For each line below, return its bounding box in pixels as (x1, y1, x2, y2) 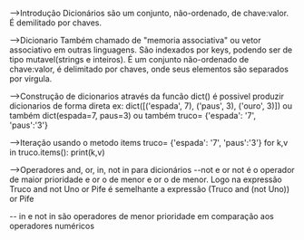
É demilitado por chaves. (9, 17, 103, 28)
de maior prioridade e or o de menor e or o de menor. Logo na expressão (9, 174, 283, 185)
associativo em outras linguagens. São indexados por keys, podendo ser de (9, 44, 293, 55)
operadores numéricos (9, 221, 95, 231)
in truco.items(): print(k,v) (9, 147, 106, 158)
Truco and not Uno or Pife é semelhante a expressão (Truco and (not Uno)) (9, 184, 290, 194)
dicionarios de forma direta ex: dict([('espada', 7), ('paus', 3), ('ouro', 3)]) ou (9, 101, 293, 111)
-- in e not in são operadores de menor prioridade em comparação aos (9, 211, 274, 221)
